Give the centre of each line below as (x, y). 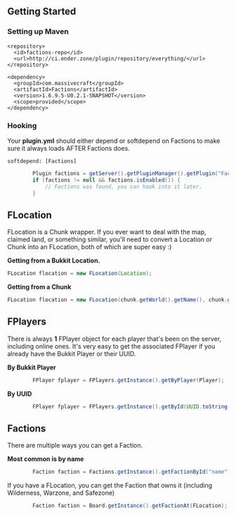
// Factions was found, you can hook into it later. (123, 187)
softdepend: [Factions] (42, 161)
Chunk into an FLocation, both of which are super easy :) (90, 247)
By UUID (20, 394)
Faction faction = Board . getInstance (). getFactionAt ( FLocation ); (130, 506)
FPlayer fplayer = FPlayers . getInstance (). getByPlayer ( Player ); (129, 380)
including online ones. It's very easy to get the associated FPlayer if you (111, 346)
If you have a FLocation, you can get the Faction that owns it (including (110, 486)
